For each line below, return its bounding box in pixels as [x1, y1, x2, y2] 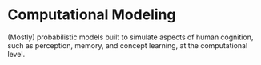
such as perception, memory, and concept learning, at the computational [7, 40, 248, 50]
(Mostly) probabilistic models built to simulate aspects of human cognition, [7, 32, 254, 42]
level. [7, 49, 26, 59]
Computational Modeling [7, 6, 176, 24]
